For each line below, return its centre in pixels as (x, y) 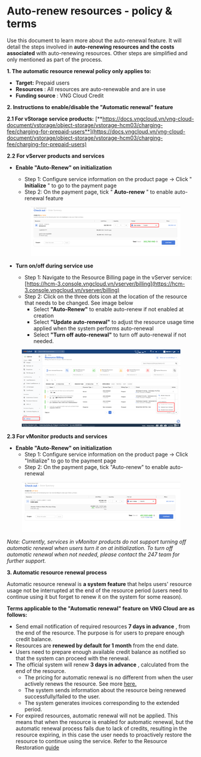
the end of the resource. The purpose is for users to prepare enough (100, 633)
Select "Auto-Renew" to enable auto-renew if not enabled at (109, 309)
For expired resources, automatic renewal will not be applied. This (97, 716)
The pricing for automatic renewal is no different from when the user (109, 678)
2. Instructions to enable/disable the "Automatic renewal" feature (90, 107)
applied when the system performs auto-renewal (94, 328)
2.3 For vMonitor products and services (57, 436)
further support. (27, 561)
